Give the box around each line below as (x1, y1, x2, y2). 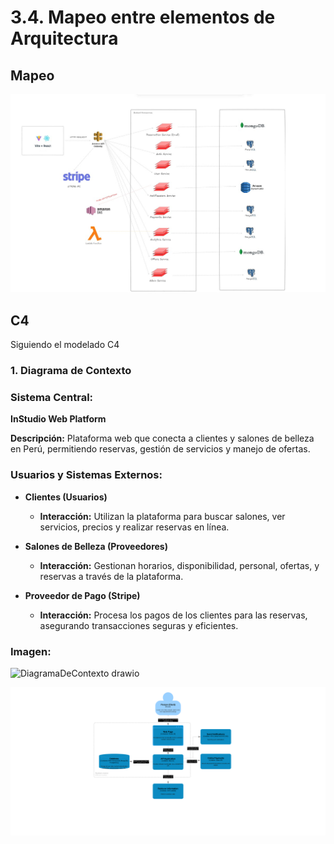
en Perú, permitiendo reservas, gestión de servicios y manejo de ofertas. (10, 443, 311, 455)
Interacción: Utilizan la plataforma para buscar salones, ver (39, 510, 286, 522)
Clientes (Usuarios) (24, 491, 108, 503)
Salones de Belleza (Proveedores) (24, 540, 168, 552)
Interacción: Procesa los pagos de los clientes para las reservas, (39, 609, 308, 621)
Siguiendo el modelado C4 (10, 339, 120, 351)
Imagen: (10, 644, 52, 658)
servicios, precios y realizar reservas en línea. (39, 521, 230, 533)
